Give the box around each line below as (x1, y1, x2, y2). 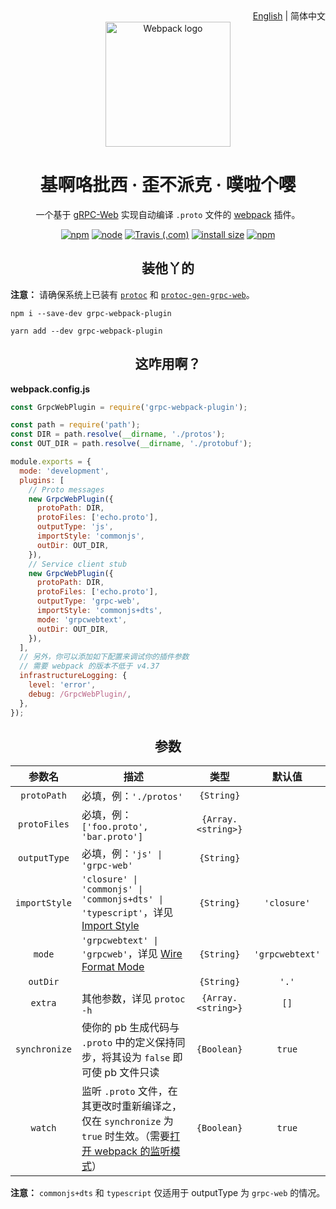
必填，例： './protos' (81, 789, 183, 803)
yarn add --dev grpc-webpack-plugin (10, 326, 163, 336)
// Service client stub (28, 559, 128, 569)
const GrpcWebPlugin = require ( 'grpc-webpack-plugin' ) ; (10, 402, 248, 412)
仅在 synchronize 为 (81, 1114, 174, 1128)
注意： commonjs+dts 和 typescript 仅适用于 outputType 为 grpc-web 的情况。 (10, 1187, 326, 1199)
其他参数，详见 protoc (81, 992, 186, 1006)
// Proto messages (28, 484, 105, 495)
